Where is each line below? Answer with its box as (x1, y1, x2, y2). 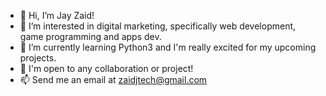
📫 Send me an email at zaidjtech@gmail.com (19, 74, 208, 85)
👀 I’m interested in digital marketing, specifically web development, (19, 20, 297, 32)
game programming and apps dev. (19, 31, 162, 42)
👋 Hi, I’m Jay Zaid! (19, 10, 95, 21)
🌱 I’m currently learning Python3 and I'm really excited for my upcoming (19, 41, 317, 53)
